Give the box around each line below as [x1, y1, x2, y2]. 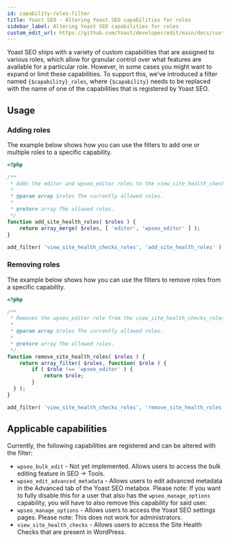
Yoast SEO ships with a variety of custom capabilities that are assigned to [7, 48, 215, 56]
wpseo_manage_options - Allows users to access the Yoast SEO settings [16, 506, 216, 514]
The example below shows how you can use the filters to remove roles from [7, 276, 221, 284]
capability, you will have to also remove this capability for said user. [16, 498, 207, 507]
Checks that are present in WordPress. [16, 527, 127, 536]
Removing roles [7, 260, 60, 269]
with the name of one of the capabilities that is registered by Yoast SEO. [7, 85, 209, 93]
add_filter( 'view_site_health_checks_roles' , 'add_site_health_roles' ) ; [7, 243, 225, 251]
